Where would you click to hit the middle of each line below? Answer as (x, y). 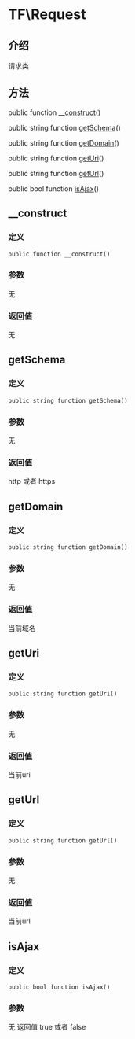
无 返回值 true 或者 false (47, 1027)
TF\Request (47, 15)
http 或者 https (32, 481)
